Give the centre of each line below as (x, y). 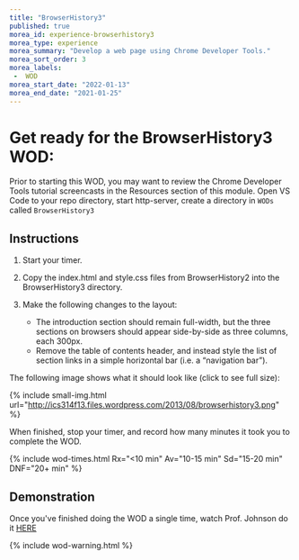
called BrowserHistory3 (52, 210)
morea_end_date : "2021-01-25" (66, 93)
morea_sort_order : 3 (48, 59)
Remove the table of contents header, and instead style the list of (156, 351)
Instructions (44, 238)
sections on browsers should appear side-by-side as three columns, (162, 332)
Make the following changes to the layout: (100, 305)
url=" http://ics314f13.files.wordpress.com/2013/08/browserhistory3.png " (145, 405)
